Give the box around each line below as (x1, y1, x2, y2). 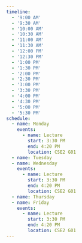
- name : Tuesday (11, 154, 52, 160)
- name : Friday (11, 200, 50, 206)
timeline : (6, 8, 31, 15)
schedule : (6, 115, 31, 121)
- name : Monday (11, 121, 50, 127)
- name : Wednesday (11, 160, 58, 166)
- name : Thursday (11, 194, 55, 200)
